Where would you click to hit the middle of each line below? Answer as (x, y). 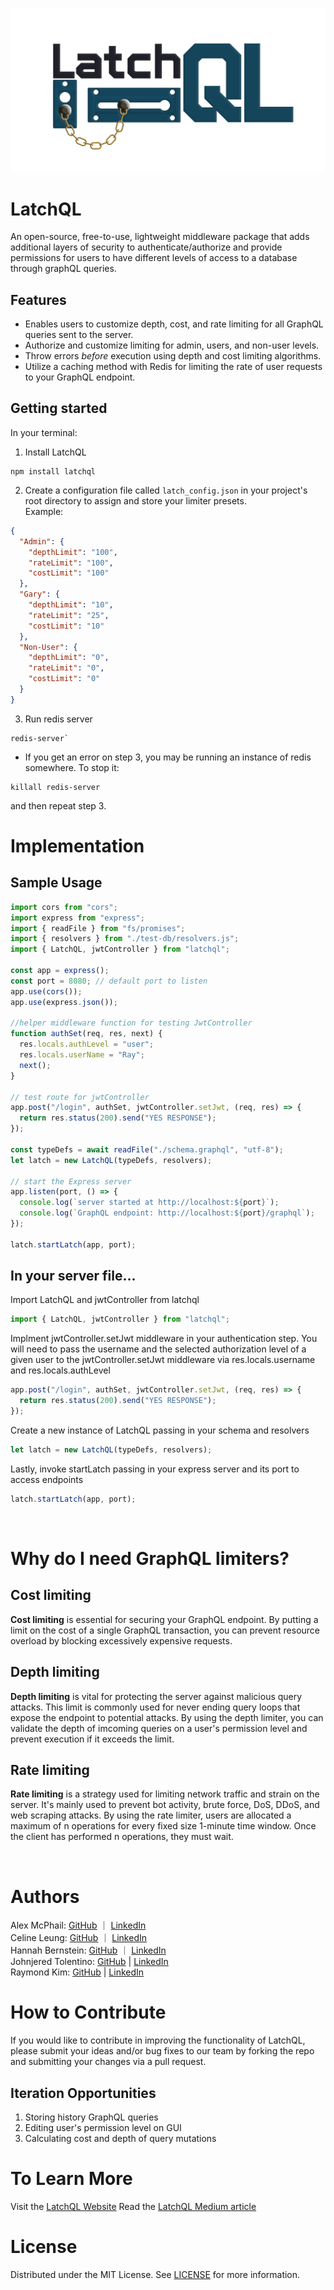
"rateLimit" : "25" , (69, 615)
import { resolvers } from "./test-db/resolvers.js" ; (125, 939)
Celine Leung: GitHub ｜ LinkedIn (78, 1938)
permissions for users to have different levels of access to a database (154, 258)
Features (38, 299)
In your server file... (73, 1276)
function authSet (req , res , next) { (86, 1034)
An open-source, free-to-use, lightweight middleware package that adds (160, 237)
